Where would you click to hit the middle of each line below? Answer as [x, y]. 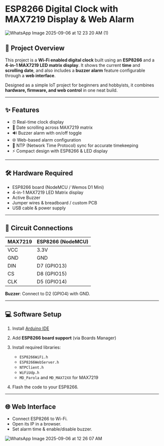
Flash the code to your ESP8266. [45, 387]
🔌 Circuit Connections [39, 228]
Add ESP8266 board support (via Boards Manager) [64, 338]
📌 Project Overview [35, 48]
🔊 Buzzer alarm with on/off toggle [47, 133]
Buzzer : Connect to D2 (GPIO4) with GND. [48, 294]
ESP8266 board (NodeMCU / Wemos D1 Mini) [58, 187]
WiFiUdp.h [30, 373]
